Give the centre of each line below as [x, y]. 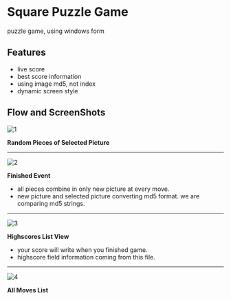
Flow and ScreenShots [56, 113]
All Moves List [28, 290]
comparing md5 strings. [51, 203]
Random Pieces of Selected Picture [58, 142]
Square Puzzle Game [68, 12]
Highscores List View [38, 236]
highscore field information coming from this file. [86, 257]
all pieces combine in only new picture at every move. [93, 189]
